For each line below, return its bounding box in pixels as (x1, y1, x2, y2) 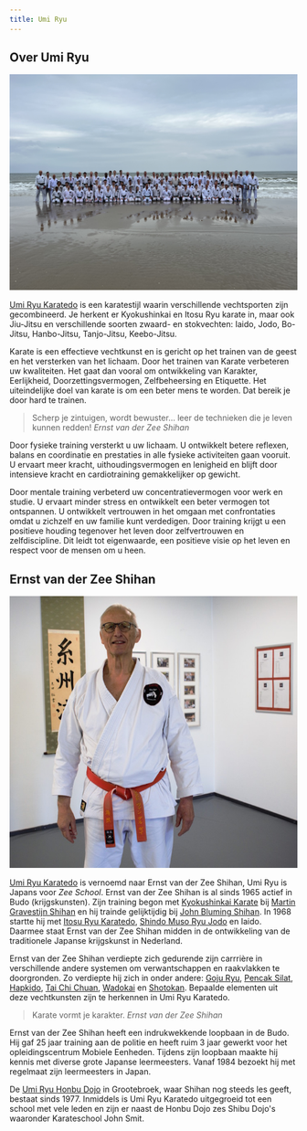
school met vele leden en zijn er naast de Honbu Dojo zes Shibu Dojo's (9, 1104, 276, 1115)
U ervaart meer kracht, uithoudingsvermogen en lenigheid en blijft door (9, 460, 278, 470)
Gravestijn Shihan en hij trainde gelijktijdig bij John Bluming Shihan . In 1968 (9, 906, 292, 917)
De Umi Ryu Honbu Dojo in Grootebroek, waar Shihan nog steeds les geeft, (9, 1083, 292, 1095)
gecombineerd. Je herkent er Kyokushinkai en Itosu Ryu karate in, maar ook (9, 309, 295, 320)
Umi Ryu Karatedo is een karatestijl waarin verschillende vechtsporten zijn (9, 300, 289, 311)
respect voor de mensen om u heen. (9, 544, 146, 556)
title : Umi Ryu (9, 15, 68, 24)
